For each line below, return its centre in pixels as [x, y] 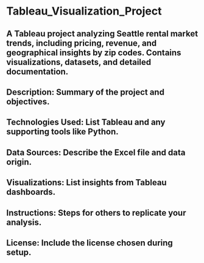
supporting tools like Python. [62, 132]
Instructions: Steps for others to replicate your [96, 213]
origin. [19, 162]
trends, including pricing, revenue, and [82, 43]
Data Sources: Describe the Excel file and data [96, 152]
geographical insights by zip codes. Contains [94, 53]
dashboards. [31, 192]
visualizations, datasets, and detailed [79, 62]
